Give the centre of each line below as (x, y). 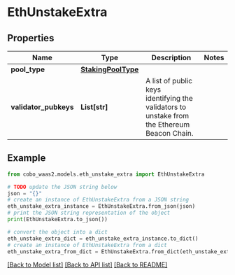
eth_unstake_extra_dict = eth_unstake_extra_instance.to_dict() (103, 239)
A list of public (169, 81)
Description (171, 58)
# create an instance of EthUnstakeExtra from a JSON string (98, 200)
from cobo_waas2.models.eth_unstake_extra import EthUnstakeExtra (106, 174)
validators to (166, 107)
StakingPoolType (109, 69)
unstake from (168, 116)
